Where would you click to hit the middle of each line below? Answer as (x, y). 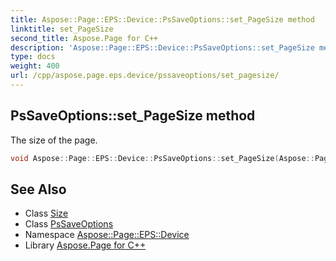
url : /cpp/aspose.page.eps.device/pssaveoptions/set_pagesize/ (145, 76)
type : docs (33, 57)
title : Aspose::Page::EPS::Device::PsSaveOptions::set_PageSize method (162, 19)
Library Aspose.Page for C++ (85, 245)
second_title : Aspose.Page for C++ (84, 38)
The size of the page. (54, 140)
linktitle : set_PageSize (62, 29)
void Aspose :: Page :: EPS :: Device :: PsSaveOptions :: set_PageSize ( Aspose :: (162, 158)
